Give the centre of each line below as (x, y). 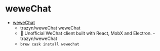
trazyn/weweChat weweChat (50, 27)
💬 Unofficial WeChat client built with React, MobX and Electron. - (88, 33)
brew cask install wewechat (50, 44)
